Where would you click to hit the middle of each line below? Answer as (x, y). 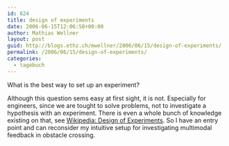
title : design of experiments (51, 20)
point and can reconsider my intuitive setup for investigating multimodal (110, 127)
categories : (24, 59)
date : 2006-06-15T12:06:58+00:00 (56, 26)
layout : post (26, 39)
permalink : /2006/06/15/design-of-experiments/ (77, 53)
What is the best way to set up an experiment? (74, 84)
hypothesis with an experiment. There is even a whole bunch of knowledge (114, 113)
